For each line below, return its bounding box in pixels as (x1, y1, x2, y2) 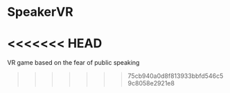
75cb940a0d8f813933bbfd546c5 (127, 72, 224, 80)
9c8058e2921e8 (127, 79, 175, 87)
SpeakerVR (7, 4, 74, 20)
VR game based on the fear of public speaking (7, 59, 140, 67)
